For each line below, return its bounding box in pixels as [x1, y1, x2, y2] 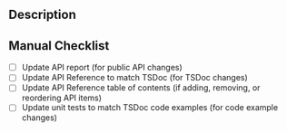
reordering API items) [21, 92, 102, 103]
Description [8, 7, 76, 23]
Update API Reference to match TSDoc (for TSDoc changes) [21, 72, 249, 83]
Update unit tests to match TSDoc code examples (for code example [21, 102, 279, 113]
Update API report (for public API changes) [21, 62, 183, 73]
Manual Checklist [8, 38, 110, 53]
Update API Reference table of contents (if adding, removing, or [21, 82, 261, 93]
